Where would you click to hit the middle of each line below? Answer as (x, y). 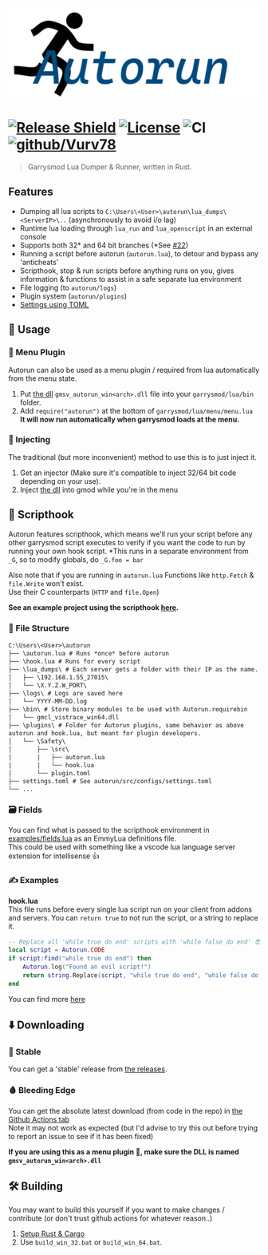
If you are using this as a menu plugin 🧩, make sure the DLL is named (124, 1151)
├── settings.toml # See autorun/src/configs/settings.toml (110, 781)
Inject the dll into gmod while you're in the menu (99, 489)
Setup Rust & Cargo (52, 1233)
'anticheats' (39, 262)
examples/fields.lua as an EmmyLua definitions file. (93, 839)
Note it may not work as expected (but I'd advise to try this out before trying (133, 1127)
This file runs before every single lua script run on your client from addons (130, 909)
